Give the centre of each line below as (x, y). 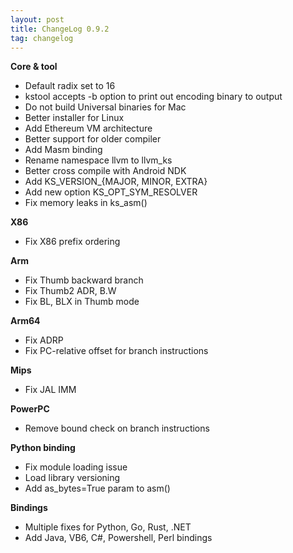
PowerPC (30, 409)
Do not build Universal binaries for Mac (105, 107)
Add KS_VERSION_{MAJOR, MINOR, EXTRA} (116, 182)
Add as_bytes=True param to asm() (97, 488)
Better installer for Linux (74, 118)
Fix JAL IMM (50, 390)
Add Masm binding (63, 150)
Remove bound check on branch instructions (117, 428)
